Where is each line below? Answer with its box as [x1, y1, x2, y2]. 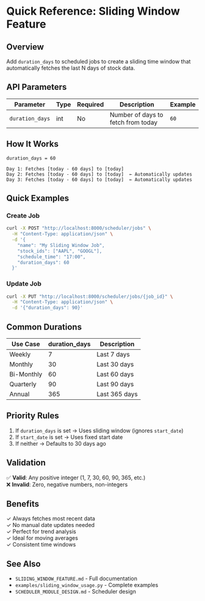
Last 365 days [96, 390, 138, 399]
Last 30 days [96, 360, 134, 369]
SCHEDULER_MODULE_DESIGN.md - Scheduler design [15, 588, 136, 595]
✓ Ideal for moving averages [6, 534, 78, 542]
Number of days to [109, 110, 164, 119]
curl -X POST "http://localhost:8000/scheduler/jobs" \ [6, 225, 151, 232]
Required [77, 100, 104, 108]
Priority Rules [6, 411, 59, 421]
